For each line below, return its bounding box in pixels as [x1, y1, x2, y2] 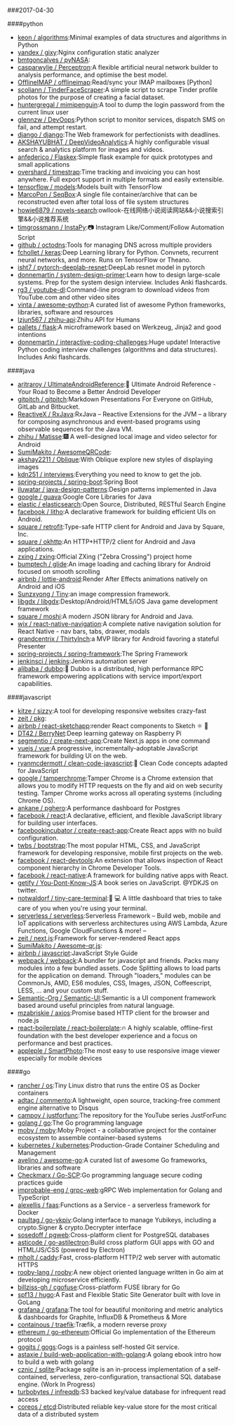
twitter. [17, 886, 39, 894]
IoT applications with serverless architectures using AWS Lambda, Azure [17, 919, 228, 927]
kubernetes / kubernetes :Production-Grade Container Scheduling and [17, 1141, 220, 1149]
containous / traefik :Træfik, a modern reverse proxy [17, 1320, 167, 1329]
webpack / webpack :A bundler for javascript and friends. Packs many [17, 957, 220, 964]
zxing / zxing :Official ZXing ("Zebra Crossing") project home [17, 552, 192, 561]
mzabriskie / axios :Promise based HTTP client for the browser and [17, 1009, 210, 1017]
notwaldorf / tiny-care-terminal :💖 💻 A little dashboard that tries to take [17, 894, 222, 902]
